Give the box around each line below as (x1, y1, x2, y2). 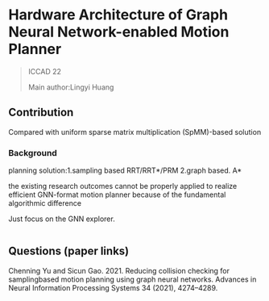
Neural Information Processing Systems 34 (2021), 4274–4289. (8, 282, 218, 292)
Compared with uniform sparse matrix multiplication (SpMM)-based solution (8, 127, 262, 136)
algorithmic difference (8, 199, 82, 208)
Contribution (8, 106, 74, 119)
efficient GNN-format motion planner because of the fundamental (8, 190, 226, 199)
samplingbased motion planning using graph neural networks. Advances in (8, 274, 257, 284)
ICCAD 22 (27, 66, 62, 76)
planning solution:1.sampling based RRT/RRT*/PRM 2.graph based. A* (8, 165, 242, 175)
